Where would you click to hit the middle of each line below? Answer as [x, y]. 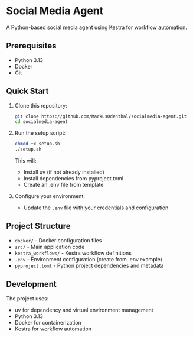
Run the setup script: [40, 133]
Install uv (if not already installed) [64, 172]
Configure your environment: [50, 196]
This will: [25, 161]
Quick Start [27, 91]
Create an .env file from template [63, 185]
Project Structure [38, 226]
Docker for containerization [48, 322]
